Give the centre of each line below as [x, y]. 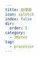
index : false [19, 19]
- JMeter [19, 38]
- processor [22, 47]
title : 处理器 [19, 10]
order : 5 [19, 28]
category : [15, 33]
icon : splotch [20, 14]
